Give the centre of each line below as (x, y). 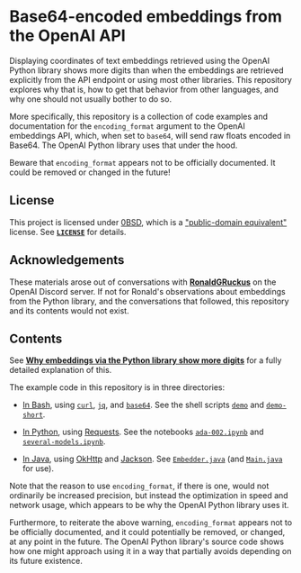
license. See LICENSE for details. (68, 232)
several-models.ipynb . (64, 441)
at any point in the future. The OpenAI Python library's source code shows (147, 541)
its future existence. (46, 561)
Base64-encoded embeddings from (146, 17)
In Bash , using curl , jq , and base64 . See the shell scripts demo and (143, 405)
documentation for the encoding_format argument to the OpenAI (127, 126)
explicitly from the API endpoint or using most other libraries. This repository (150, 79)
